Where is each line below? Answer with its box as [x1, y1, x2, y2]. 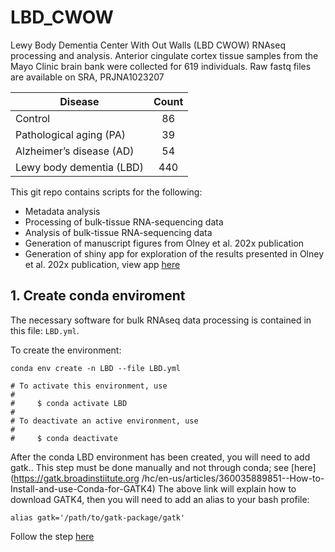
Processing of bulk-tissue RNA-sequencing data [24, 216, 224, 228]
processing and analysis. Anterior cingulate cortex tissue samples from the [10, 49, 319, 61]
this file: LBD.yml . [10, 324, 80, 336]
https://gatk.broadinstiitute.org [13, 472, 140, 484]
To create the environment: [10, 344, 122, 356]
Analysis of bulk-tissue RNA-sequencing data [24, 226, 213, 238]
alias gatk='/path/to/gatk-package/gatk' [10, 512, 186, 523]
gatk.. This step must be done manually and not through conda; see [10, 461, 290, 473]
